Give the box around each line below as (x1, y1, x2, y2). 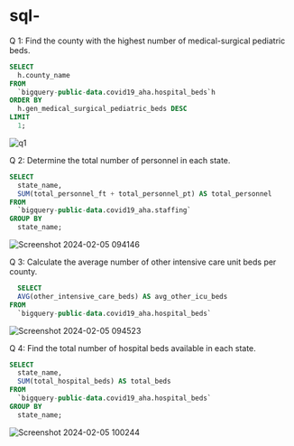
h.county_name (17, 70, 70, 79)
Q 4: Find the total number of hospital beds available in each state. (9, 342, 257, 353)
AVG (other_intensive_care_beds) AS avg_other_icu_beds (17, 292, 228, 301)
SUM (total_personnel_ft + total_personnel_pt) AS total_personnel (17, 189, 272, 199)
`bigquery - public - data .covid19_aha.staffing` (17, 206, 192, 215)
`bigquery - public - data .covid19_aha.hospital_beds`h (17, 88, 216, 97)
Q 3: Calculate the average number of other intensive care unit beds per (9, 256, 277, 267)
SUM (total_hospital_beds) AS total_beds (17, 376, 171, 386)
